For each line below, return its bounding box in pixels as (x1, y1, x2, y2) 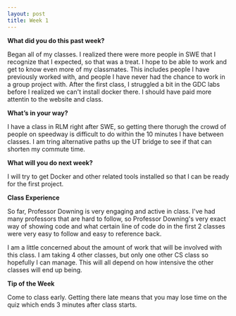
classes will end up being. (7, 265, 82, 274)
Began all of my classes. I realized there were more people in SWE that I (7, 50, 216, 59)
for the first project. (7, 179, 64, 188)
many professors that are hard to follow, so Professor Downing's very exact (7, 214, 227, 223)
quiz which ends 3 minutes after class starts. (7, 300, 137, 309)
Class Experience (7, 193, 60, 202)
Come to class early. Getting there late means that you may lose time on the (7, 293, 228, 301)
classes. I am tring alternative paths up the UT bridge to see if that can (7, 137, 212, 145)
